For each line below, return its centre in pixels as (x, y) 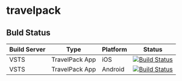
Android (113, 69)
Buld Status (29, 33)
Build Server (27, 49)
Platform (115, 49)
